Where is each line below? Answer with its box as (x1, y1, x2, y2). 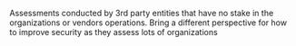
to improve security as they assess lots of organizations (9, 27, 218, 37)
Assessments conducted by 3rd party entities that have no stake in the (9, 8, 274, 18)
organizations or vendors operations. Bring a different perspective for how (9, 17, 288, 28)
